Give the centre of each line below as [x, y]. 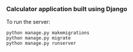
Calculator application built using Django [67, 9]
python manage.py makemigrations [48, 33]
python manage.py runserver [41, 44]
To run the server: [28, 22]
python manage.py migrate [38, 38]
